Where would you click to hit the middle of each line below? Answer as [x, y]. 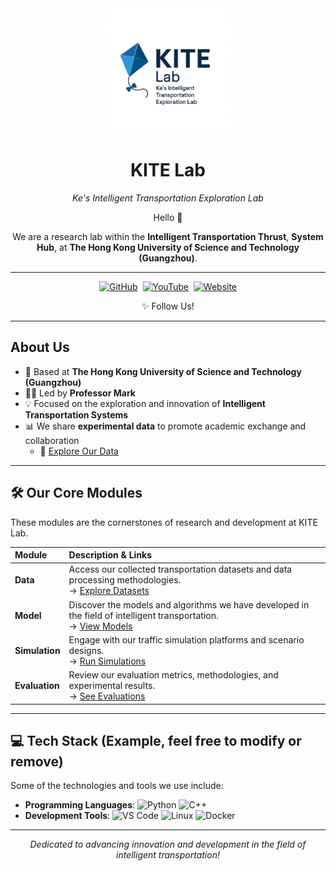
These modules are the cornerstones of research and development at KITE [164, 522]
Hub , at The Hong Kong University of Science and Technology [168, 247]
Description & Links [110, 555]
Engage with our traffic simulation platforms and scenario [186, 639]
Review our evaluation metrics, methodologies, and [173, 675]
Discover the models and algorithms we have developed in [189, 604]
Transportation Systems [76, 414]
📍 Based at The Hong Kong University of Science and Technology [163, 371]
